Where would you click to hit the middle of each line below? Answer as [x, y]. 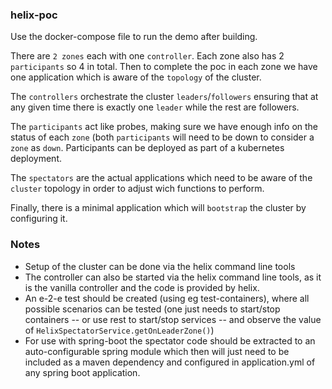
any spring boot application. [82, 372]
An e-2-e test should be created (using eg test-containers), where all [167, 298]
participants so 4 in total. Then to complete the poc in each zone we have [164, 67]
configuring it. [39, 219]
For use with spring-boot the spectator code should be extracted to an [170, 340]
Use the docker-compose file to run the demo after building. [134, 37]
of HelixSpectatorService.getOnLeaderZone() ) [119, 330]
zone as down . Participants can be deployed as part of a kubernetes [147, 148]
